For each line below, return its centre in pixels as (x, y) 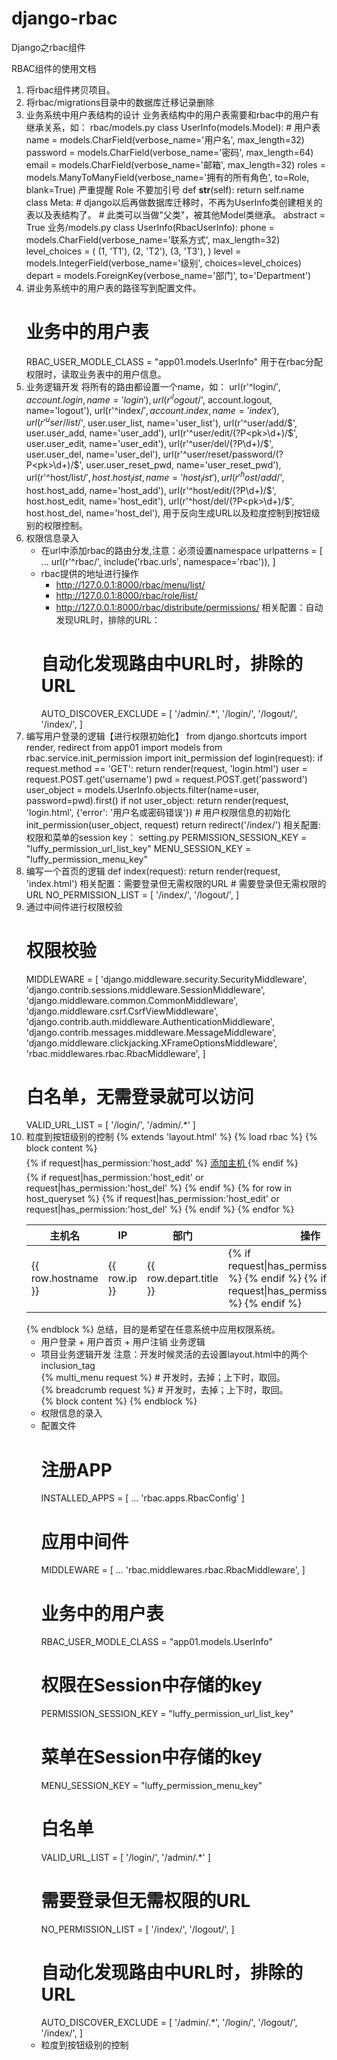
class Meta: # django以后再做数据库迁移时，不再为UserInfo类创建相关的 (174, 202)
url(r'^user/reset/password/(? (223, 454)
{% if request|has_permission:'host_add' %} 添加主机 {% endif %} (162, 1163)
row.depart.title (182, 1279)
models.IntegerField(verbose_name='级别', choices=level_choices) (163, 263)
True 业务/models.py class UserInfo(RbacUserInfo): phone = (150, 227)
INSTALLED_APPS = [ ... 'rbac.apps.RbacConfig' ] (142, 1498)
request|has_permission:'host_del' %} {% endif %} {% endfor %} (160, 1209)
